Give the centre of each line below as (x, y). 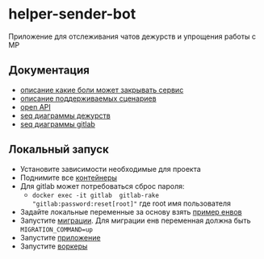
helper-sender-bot (72, 14)
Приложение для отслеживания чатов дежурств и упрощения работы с (132, 36)
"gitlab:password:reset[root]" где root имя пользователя (132, 203)
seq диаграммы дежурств (65, 115)
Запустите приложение (60, 237)
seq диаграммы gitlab (57, 124)
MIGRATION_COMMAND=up (56, 230)
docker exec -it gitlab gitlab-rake (96, 195)
